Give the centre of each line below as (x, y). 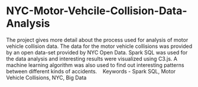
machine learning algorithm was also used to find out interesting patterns (95, 65)
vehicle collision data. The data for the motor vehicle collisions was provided (99, 46)
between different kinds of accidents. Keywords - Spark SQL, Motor (91, 71)
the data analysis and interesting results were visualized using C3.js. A (92, 59)
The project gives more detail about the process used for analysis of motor (97, 40)
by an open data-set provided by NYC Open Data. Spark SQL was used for (97, 52)
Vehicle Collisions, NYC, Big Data (46, 78)
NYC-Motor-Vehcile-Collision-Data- (97, 11)
